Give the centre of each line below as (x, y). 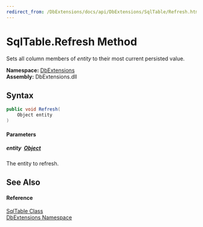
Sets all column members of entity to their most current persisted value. (96, 59)
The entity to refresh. (33, 163)
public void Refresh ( (34, 109)
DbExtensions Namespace (39, 217)
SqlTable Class (25, 211)
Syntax (20, 95)
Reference (20, 197)
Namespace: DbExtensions (40, 70)
